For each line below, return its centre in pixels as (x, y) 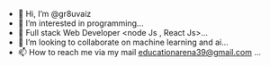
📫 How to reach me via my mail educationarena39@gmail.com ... (139, 52)
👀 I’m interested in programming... (81, 23)
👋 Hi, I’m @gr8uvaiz (54, 14)
